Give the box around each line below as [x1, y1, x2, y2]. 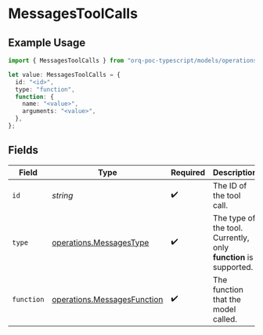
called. [212, 313, 237, 324]
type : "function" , [15, 86, 76, 93]
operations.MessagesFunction [52, 293, 164, 304]
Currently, [212, 232, 250, 243]
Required [171, 166, 206, 177]
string [52, 190, 74, 201]
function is [212, 252, 254, 263]
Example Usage [8, 36, 86, 49]
